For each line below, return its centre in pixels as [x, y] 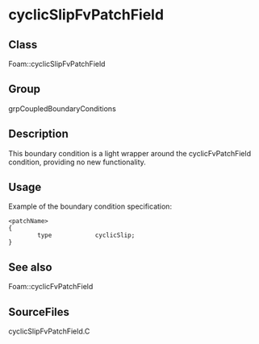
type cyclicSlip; [86, 235]
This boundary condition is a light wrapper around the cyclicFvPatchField [130, 153]
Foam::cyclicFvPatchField [51, 287]
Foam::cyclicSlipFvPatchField [57, 64]
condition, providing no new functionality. [77, 162]
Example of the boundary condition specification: [90, 206]
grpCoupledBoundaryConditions [63, 108]
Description [38, 134]
